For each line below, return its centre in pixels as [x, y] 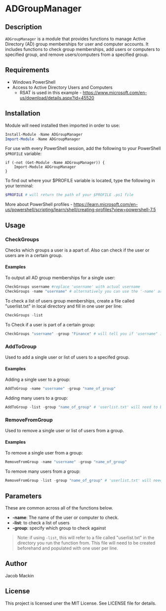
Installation [23, 114]
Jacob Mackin [20, 575]
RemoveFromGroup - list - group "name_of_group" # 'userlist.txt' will [78, 481]
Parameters [23, 496]
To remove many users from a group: [43, 471]
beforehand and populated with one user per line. [68, 548]
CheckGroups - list [24, 315]
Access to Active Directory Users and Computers [62, 87]
